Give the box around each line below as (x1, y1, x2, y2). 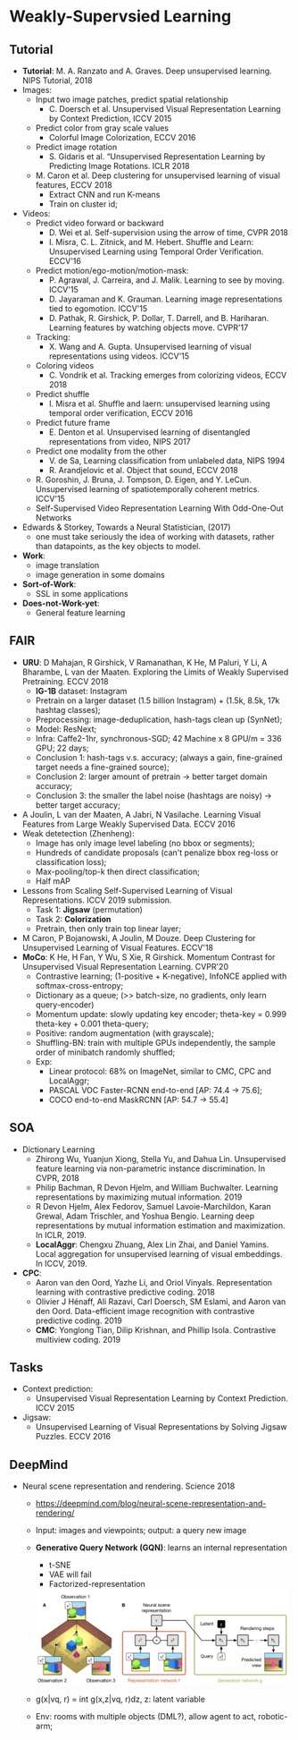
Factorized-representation (48, 1579, 145, 1590)
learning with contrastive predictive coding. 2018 (35, 1286, 216, 1297)
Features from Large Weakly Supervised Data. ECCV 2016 (21, 819, 236, 829)
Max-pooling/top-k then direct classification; (35, 866, 201, 877)
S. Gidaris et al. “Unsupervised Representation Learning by (48, 151, 266, 162)
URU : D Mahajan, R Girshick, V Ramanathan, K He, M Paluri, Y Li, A (21, 657, 268, 667)
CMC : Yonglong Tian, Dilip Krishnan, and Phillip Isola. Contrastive (35, 1324, 277, 1335)
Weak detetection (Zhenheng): (21, 828, 136, 838)
